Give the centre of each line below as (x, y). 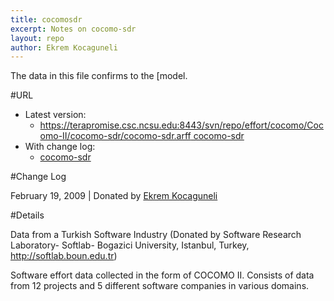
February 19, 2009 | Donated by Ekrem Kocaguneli (114, 196)
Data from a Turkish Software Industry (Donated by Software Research (156, 235)
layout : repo (37, 38)
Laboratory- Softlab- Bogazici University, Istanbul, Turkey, (130, 245)
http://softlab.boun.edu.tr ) (64, 256)
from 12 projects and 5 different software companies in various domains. (160, 286)
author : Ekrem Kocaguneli (64, 47)
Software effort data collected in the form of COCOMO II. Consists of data (162, 275)
